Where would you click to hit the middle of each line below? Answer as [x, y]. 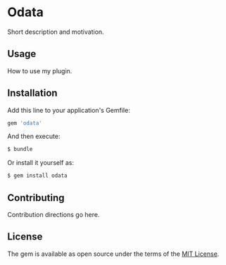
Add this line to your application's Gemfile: [69, 110]
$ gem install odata [38, 176]
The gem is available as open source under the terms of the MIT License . [113, 254]
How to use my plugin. [40, 70]
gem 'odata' [25, 123]
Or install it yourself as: [40, 163]
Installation [32, 93]
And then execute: [34, 136]
